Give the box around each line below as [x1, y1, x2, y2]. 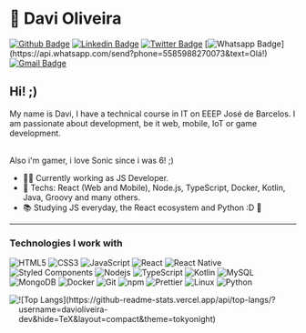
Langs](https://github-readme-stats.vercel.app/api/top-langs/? [39, 295, 276, 306]
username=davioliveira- [18, 304, 108, 315]
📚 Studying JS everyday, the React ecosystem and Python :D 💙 [22, 202, 262, 213]
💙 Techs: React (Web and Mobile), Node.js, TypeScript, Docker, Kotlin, [22, 182, 286, 193]
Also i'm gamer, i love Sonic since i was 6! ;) [9, 155, 175, 166]
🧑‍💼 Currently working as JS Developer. [22, 172, 169, 183]
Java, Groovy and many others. [22, 191, 141, 203]
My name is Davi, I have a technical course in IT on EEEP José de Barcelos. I [9, 108, 296, 119]
